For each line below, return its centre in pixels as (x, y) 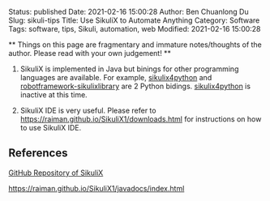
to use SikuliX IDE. (51, 128)
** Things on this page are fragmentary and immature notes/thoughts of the (135, 45)
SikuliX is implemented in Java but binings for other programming (129, 69)
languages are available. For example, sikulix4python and (116, 77)
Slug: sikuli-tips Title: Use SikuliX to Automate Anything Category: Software (134, 20)
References (38, 153)
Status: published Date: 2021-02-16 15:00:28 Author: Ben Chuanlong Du (129, 12)
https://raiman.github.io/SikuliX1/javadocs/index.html (96, 188)
